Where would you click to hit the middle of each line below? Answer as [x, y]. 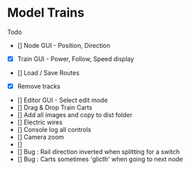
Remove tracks [39, 86]
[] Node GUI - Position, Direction [64, 45]
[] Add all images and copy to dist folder [75, 115]
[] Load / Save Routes [48, 73]
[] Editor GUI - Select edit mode [62, 100]
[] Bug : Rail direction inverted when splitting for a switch [98, 152]
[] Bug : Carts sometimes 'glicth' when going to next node [100, 159]
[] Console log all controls [54, 130]
